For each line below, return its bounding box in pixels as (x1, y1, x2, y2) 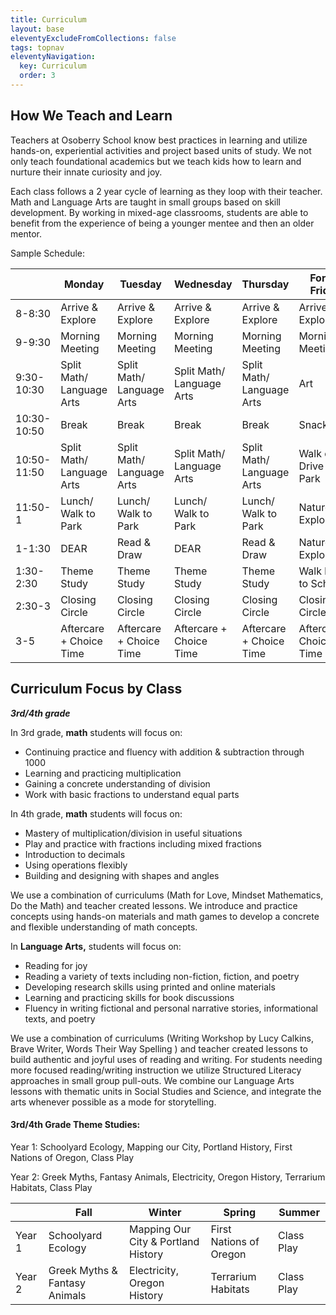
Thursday (241, 277, 290, 291)
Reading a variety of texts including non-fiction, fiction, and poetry (24, 970, 300, 982)
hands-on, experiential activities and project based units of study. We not (10, 144, 312, 156)
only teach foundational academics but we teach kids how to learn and (10, 155, 302, 167)
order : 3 (19, 71, 56, 81)
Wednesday (173, 277, 233, 291)
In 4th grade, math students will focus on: (10, 807, 183, 820)
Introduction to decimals (24, 848, 126, 860)
